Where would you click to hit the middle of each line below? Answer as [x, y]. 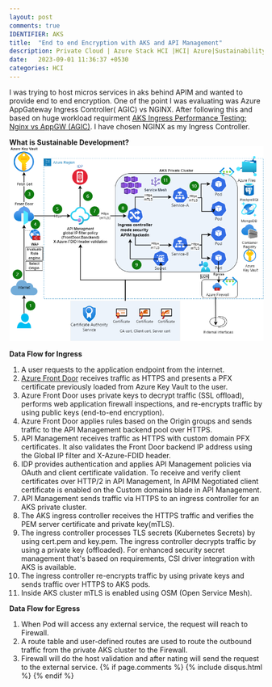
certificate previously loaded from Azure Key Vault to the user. [124, 387]
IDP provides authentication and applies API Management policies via [136, 464]
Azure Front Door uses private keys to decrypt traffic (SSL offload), [132, 395]
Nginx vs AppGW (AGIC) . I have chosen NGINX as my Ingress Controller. [130, 126]
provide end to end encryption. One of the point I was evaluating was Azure [135, 100]
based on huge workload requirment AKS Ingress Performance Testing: [128, 118]
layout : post [31, 17]
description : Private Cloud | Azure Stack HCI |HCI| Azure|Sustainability [138, 51]
